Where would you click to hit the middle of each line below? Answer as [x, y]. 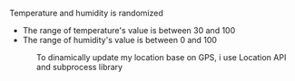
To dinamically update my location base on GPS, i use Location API [161, 57]
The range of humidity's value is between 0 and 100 [120, 40]
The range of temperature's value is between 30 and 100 [129, 30]
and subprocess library [79, 67]
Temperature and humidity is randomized [86, 13]
